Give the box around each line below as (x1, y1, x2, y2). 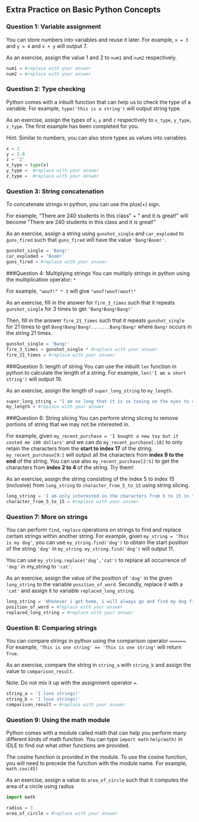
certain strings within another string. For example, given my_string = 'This (6, 533, 190, 540)
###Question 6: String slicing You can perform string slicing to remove (6, 415, 179, 422)
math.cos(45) (6, 766, 38, 772)
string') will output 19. (6, 375, 63, 382)
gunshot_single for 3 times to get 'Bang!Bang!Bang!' (6, 305, 133, 312)
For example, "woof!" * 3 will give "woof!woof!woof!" (6, 287, 136, 295)
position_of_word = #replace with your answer (6, 604, 123, 611)
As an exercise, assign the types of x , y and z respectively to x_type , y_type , (6, 116, 191, 124)
